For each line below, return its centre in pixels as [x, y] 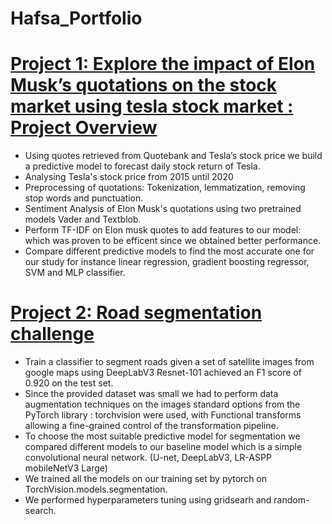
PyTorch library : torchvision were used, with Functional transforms [163, 415]
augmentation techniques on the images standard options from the [162, 404]
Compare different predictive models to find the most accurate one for [169, 251]
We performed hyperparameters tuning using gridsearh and [148, 500]
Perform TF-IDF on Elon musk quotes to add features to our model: [163, 230]
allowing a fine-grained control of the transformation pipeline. [151, 426]
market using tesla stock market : [152, 106]
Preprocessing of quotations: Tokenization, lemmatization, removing [165, 188]
